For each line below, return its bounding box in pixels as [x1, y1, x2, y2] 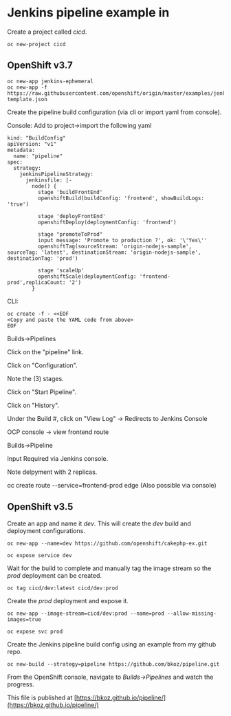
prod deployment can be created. [7, 571, 102, 579]
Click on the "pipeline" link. [7, 347, 84, 356]
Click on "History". [7, 401, 60, 409]
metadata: [7, 147, 36, 153]
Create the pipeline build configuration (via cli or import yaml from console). [7, 108, 222, 116]
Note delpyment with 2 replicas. [7, 468, 98, 476]
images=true [7, 616, 41, 623]
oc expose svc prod [7, 628, 63, 635]
